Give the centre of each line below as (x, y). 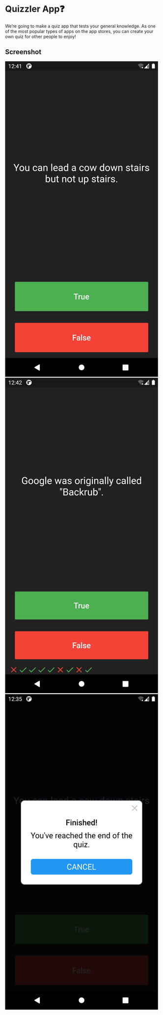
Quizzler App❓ (35, 9)
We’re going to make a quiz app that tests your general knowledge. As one (80, 26)
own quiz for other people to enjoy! (41, 36)
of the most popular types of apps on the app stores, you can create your (79, 31)
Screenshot (23, 52)
